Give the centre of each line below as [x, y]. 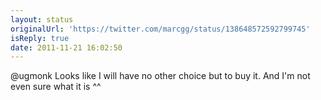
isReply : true [40, 38]
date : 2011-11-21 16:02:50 [66, 47]
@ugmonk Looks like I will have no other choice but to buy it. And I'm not [160, 76]
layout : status [42, 19]
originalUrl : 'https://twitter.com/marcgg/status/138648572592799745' [160, 29]
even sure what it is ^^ [56, 87]
